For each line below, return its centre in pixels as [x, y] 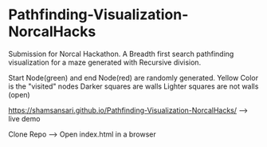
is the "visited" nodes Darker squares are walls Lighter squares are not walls [133, 86]
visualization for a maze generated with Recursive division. [105, 62]
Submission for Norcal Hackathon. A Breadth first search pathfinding [121, 54]
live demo [24, 118]
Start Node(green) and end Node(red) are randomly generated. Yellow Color [133, 77]
